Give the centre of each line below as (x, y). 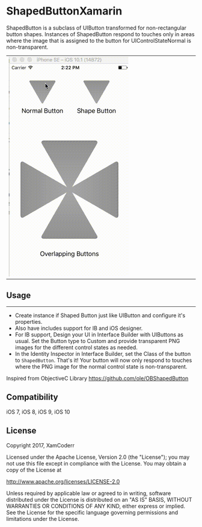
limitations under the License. (43, 519)
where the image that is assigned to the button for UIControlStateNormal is (99, 40)
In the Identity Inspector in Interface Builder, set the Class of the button (103, 354)
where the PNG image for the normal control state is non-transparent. (101, 367)
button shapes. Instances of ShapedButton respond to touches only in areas (100, 34)
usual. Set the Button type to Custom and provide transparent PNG (97, 341)
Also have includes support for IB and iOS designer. (79, 328)
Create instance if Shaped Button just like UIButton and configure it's (100, 315)
